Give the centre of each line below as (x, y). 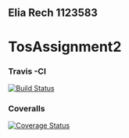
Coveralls (27, 108)
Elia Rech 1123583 (53, 13)
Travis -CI (27, 71)
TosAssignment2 (65, 47)
